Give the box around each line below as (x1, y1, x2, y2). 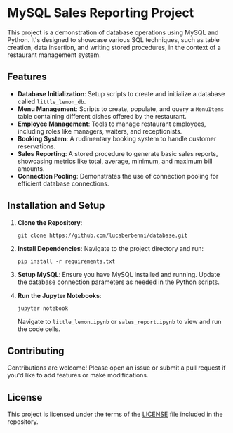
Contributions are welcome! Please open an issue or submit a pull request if (7, 363, 226, 372)
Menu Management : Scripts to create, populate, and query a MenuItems (17, 104, 225, 113)
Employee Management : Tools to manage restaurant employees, (17, 119, 206, 128)
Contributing (7, 344, 65, 356)
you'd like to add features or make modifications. (7, 371, 149, 380)
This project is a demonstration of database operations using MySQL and (7, 28, 219, 37)
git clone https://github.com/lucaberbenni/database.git (17, 232, 188, 239)
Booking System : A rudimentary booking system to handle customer (17, 134, 217, 143)
